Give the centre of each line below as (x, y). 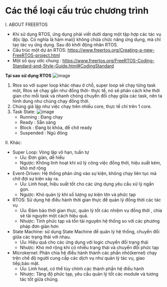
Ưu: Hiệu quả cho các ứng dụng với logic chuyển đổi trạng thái (84, 242)
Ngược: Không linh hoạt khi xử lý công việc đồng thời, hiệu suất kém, (90, 162)
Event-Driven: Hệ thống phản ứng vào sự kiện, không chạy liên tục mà (84, 173)
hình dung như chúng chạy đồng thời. (51, 101)
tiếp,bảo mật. (26, 263)
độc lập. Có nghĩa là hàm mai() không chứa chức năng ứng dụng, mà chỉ (86, 39)
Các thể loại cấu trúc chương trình (77, 11)
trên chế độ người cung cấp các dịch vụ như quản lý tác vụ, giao (79, 258)
